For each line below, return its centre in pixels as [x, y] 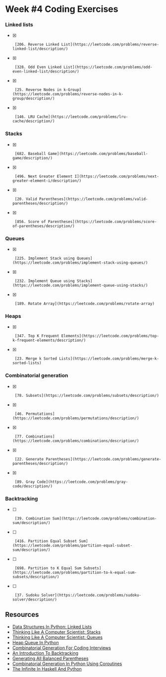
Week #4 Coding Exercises [62, 9]
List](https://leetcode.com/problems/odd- [108, 67]
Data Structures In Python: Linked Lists [52, 626]
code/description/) [32, 486]
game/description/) [32, 158]
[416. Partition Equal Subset [46, 541]
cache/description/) [33, 121]
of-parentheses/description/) [44, 226]
